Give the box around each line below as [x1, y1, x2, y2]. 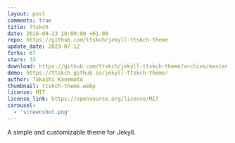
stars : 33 [7, 56, 37, 63]
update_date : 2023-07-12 [7, 43, 80, 50]
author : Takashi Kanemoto [7, 75, 83, 83]
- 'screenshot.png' [13, 108, 71, 116]
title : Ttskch [7, 23, 49, 30]
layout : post [7, 10, 46, 18]
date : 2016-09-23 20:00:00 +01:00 [7, 30, 109, 37]
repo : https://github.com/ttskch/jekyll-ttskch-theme [7, 37, 169, 44]
